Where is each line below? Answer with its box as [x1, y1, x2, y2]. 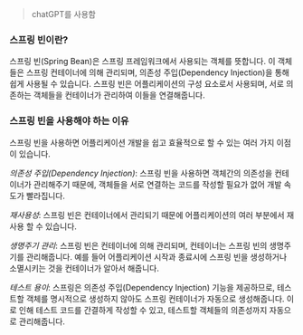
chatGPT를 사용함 [31, 9, 97, 19]
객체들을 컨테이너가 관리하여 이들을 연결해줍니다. [33, 90, 205, 100]
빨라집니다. [25, 190, 66, 201]
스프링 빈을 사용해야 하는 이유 [9, 115, 129, 128]
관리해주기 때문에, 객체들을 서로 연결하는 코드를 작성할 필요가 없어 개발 [33, 178, 282, 189]
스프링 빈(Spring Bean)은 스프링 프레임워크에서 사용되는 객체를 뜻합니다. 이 [9, 56, 276, 67]
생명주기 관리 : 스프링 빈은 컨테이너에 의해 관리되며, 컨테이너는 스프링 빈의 [9, 240, 268, 251]
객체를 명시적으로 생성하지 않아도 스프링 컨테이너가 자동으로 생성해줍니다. [25, 293, 285, 304]
